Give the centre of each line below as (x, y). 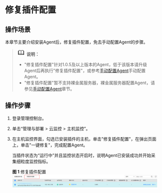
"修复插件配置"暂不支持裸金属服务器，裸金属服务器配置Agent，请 (89, 83)
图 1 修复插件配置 (29, 172)
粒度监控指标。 (36, 161)
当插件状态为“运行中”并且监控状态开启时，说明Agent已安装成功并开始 (81, 155)
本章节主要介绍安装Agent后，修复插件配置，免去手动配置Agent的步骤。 (76, 42)
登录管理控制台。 (29, 118)
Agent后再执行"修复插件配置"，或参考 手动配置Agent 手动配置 (85, 70)
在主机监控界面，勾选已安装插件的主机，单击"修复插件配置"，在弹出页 (82, 139)
